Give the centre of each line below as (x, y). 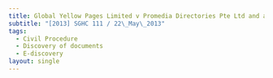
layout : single (34, 62)
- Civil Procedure (47, 39)
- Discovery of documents (60, 46)
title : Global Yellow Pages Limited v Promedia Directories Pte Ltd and (134, 16)
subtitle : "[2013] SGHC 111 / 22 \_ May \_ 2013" (87, 24)
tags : (17, 31)
